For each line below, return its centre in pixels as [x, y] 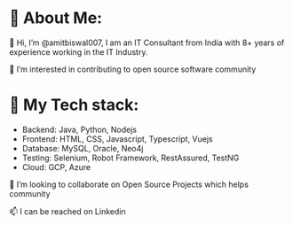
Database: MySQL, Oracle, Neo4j [83, 148]
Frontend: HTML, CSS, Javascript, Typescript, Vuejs [117, 139]
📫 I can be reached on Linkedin [67, 211]
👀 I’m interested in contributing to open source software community [133, 69]
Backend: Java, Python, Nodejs [79, 129]
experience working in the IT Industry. [79, 51]
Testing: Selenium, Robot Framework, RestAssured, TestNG [131, 158]
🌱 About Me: [56, 18]
